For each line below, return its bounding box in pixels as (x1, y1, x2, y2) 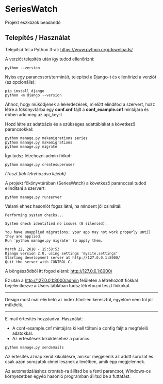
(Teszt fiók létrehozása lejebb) (5, 170, 66, 176)
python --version (5, 65, 40, 70)
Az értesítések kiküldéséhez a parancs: (12, 335, 91, 341)
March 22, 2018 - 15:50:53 (5, 247, 60, 252)
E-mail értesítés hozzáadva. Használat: (5, 315, 83, 322)
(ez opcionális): (5, 79, 36, 85)
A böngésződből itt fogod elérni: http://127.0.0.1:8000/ (5, 268, 113, 274)
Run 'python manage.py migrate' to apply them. (5, 238, 103, 243)
